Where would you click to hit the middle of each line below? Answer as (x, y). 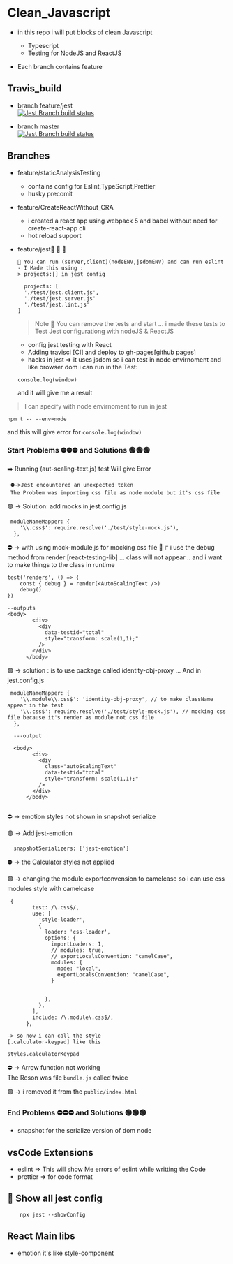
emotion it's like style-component (66, 1253)
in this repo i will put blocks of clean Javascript (85, 32)
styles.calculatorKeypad (43, 1054)
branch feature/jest (45, 105)
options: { (60, 938)
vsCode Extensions (50, 1153)
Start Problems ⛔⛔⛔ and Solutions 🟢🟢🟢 (79, 450)
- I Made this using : (50, 268)
